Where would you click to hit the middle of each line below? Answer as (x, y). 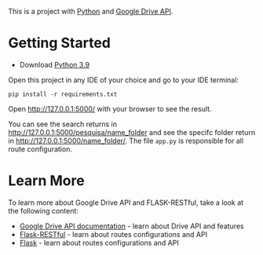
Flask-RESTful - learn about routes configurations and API (113, 234)
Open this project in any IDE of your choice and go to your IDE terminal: (124, 80)
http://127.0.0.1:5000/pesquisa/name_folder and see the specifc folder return (132, 132)
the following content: (43, 210)
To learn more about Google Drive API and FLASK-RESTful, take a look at (126, 202)
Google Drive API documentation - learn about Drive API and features (132, 226)
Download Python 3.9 (55, 64)
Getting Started (60, 43)
